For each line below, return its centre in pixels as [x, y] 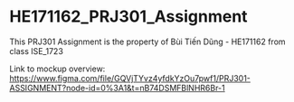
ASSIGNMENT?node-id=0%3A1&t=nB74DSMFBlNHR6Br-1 [118, 88]
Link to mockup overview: [57, 69]
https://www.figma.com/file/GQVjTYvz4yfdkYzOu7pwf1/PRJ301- [130, 78]
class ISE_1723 [36, 51]
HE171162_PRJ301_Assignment [128, 17]
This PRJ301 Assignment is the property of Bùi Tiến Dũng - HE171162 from [148, 42]
